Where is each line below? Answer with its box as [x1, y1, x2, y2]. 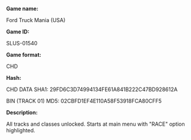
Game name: [6, 5, 39, 12]
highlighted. [6, 127, 36, 133]
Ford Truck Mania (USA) [6, 17, 66, 23]
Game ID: [6, 28, 30, 35]
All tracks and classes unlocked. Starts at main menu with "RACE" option [6, 120, 185, 127]
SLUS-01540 [6, 40, 38, 46]
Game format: [6, 51, 42, 58]
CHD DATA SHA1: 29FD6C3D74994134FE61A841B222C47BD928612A [6, 86, 178, 93]
